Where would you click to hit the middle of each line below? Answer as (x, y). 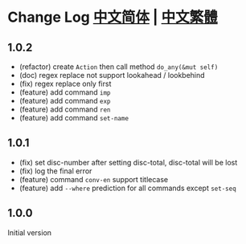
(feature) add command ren (65, 109)
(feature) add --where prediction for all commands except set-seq (127, 188)
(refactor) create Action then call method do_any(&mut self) (119, 67)
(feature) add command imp (65, 92)
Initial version (30, 232)
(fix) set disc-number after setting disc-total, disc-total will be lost (128, 162)
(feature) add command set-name (74, 118)
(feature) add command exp (65, 101)
